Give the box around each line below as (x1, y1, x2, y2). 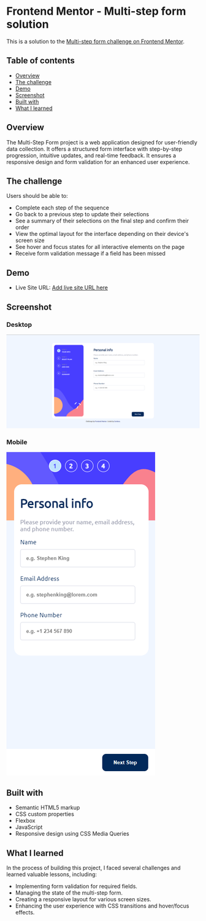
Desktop (6, 320, 32, 329)
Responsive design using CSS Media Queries (15, 830, 130, 837)
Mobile (6, 437, 28, 446)
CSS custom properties (15, 810, 75, 818)
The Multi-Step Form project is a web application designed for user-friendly (6, 138, 197, 146)
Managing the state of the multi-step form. (15, 889, 123, 896)
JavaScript (15, 823, 43, 831)
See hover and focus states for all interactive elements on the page (15, 243, 185, 251)
